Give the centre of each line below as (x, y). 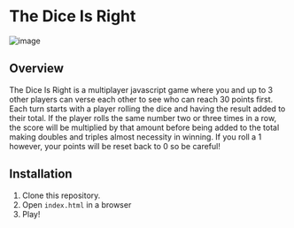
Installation (41, 174)
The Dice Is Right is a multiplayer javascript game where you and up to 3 (141, 89)
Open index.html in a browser (77, 204)
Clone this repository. (61, 195)
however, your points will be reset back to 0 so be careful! (115, 146)
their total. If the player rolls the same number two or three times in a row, (143, 118)
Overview (37, 68)
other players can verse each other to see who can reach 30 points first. (141, 99)
